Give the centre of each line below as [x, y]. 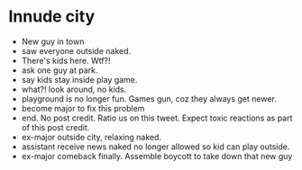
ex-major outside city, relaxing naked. [92, 137]
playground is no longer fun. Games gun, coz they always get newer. [149, 98]
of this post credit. [55, 127]
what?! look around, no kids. [74, 89]
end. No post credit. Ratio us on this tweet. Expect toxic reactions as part [157, 118]
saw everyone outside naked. [76, 50]
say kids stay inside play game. [79, 79]
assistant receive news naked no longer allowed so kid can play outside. [156, 147]
